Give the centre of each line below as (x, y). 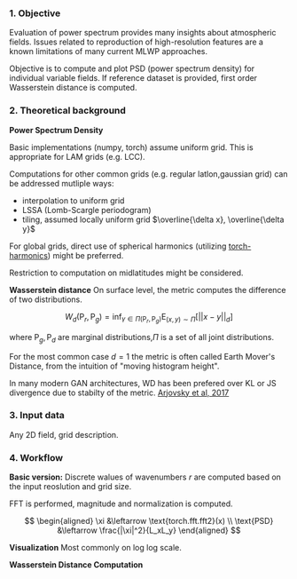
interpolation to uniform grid (73, 200)
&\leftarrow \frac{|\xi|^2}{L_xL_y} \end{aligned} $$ (149, 530)
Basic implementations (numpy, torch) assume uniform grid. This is (132, 147)
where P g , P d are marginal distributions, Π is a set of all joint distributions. (142, 338)
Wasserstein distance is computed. (73, 88)
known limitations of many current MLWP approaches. (109, 52)
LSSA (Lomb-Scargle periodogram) (87, 210)
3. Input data (37, 416)
